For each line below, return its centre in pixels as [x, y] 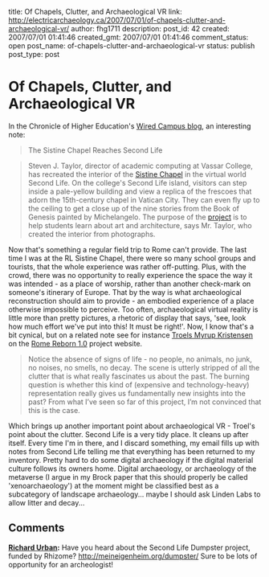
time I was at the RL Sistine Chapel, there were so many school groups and [132, 258]
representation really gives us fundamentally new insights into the [137, 393]
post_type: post [34, 54]
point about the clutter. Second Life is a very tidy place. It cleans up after [128, 434]
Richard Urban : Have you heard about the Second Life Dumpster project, [129, 547]
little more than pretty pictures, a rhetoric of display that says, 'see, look [127, 317]
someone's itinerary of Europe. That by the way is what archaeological [125, 292]
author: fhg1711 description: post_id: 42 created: [151, 29]
